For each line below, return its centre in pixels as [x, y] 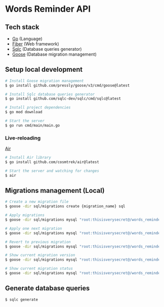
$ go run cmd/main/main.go [32, 125]
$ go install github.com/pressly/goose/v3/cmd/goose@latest [68, 85]
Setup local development [44, 70]
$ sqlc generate [21, 299]
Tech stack [22, 27]
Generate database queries [47, 288]
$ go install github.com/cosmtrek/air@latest [52, 162]
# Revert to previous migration [38, 242]
